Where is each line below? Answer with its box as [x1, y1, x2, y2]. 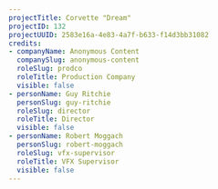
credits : [8, 38, 42, 48]
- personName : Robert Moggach [8, 132, 124, 141]
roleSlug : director [16, 106, 91, 115]
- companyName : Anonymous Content [8, 47, 140, 56]
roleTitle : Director [16, 114, 95, 124]
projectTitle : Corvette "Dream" [8, 13, 131, 23]
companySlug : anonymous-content [16, 55, 140, 65]
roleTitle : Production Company [16, 73, 136, 82]
